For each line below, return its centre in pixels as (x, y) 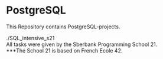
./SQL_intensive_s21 (30, 38)
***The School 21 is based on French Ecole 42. (64, 50)
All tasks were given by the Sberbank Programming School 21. (82, 44)
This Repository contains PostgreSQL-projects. (63, 27)
